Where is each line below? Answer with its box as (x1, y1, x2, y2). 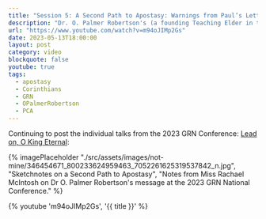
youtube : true (8, 63, 55, 71)
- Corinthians (15, 85, 62, 93)
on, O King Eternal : (8, 138, 70, 146)
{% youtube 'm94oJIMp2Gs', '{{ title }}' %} (8, 202, 149, 210)
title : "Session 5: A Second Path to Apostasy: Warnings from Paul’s (8, 11, 243, 20)
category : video (8, 48, 62, 56)
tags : (8, 70, 26, 78)
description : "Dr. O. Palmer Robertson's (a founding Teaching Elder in (8, 19, 253, 27)
